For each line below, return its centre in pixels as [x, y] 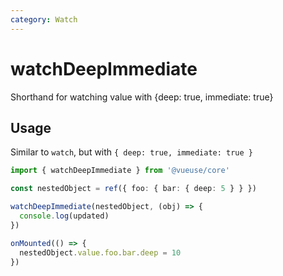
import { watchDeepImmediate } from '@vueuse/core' [120, 171]
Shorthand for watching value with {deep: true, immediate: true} [142, 97]
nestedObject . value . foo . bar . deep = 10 [100, 252]
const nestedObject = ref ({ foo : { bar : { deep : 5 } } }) [133, 189]
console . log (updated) [64, 216]
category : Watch [44, 19]
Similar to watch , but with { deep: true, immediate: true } [131, 152]
